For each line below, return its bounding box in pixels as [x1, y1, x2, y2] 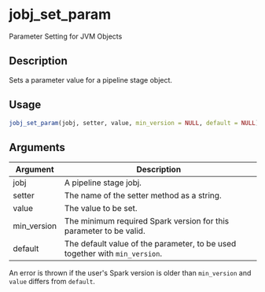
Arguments [9, 140, 66, 154]
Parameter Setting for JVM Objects [9, 31, 123, 41]
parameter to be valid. [64, 226, 145, 237]
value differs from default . [9, 277, 95, 286]
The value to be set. [64, 203, 138, 214]
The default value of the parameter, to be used [64, 238, 237, 249]
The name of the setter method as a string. [64, 190, 223, 201]
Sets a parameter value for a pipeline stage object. [9, 75, 172, 84]
